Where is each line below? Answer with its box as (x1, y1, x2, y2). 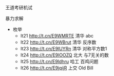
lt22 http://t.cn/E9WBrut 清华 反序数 (20, 39, 97, 45)
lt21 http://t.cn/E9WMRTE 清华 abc (20, 33, 94, 39)
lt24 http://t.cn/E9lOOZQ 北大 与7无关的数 (20, 52, 109, 58)
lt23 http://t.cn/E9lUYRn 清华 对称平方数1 (20, 46, 107, 51)
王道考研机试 (5, 5, 32, 10)
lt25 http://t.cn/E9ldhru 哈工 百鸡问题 (20, 59, 99, 64)
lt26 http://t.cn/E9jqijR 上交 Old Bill (20, 65, 93, 71)
